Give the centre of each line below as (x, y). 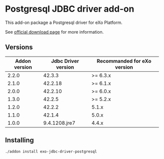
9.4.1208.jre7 (59, 123)
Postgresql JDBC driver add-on (70, 9)
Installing (20, 140)
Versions (19, 47)
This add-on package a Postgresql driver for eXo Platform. (64, 22)
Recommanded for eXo (124, 61)
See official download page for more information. (54, 32)
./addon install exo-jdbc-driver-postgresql (51, 151)
